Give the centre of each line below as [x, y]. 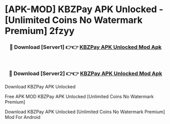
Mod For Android [23, 117]
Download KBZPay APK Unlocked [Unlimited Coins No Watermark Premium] [85, 112]
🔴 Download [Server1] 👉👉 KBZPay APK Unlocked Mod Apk [86, 47]
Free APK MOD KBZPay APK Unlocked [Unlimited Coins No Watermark [79, 96]
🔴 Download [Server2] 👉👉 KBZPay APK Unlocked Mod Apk [86, 74]
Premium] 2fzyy [40, 31]
